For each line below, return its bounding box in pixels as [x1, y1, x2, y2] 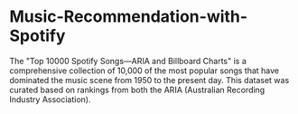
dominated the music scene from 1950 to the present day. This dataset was [9, 74, 290, 85]
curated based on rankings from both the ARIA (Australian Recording [9, 84, 265, 95]
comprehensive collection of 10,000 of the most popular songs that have [9, 65, 280, 76]
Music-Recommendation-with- [9, 6, 248, 27]
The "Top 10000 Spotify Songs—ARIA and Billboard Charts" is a [9, 55, 247, 66]
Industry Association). [9, 93, 92, 105]
